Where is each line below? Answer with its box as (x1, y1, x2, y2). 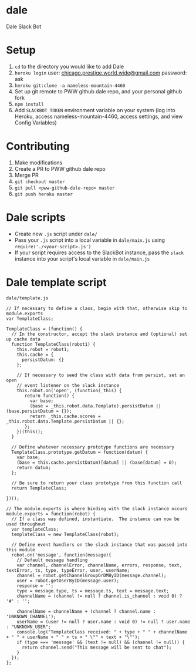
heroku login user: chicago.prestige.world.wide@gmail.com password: (14, 69, 187, 76)
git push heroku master (14, 191, 73, 197)
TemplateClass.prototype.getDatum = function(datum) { (11, 449, 148, 455)
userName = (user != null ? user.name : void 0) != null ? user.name (16, 619, 191, 625)
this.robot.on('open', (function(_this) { (16, 387, 122, 393)
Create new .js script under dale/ (14, 230, 98, 237)
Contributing (6, 140, 70, 153)
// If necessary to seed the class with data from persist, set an (16, 372, 185, 378)
